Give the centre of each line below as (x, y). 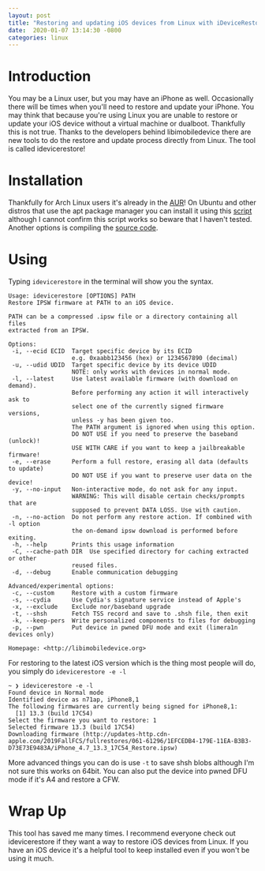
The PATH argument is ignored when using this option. (164, 427)
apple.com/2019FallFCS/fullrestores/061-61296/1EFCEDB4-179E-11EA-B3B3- (130, 741)
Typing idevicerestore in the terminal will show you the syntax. (111, 282)
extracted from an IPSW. (49, 331)
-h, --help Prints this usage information (93, 545)
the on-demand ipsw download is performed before (155, 531)
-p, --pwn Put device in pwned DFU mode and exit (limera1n (125, 628)
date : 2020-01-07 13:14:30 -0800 (65, 30)
